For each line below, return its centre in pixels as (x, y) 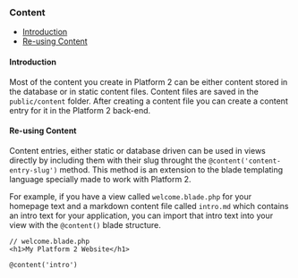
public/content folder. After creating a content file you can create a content (149, 101)
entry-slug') (34, 170)
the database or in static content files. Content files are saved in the (134, 91)
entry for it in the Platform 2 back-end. (80, 110)
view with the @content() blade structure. (85, 224)
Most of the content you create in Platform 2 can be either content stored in (149, 81)
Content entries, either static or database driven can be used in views (137, 150)
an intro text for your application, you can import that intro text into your (141, 215)
